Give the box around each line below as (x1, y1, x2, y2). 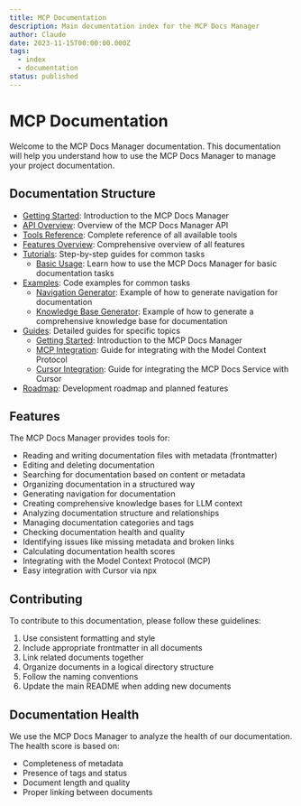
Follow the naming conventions (22, 672, 139, 682)
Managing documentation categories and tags (22, 517, 195, 528)
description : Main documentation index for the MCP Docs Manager (9, 22, 260, 31)
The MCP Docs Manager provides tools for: (9, 432, 171, 443)
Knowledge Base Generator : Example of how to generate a (35, 306, 254, 317)
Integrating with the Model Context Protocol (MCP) (22, 556, 212, 567)
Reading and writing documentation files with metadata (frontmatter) (22, 450, 278, 461)
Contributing (9, 591, 83, 607)
